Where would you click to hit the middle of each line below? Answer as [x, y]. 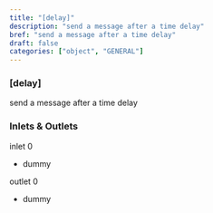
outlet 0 [24, 181]
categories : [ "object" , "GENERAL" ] [77, 52]
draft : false [34, 43]
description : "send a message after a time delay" [107, 26]
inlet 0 [21, 146]
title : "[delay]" [42, 18]
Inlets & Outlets [44, 126]
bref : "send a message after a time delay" [93, 34]
